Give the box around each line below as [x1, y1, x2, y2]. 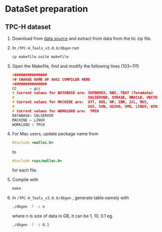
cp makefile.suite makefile [12, 54, 69, 59]
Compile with [12, 177, 39, 182]
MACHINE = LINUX [12, 117, 45, 122]
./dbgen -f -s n [12, 204, 45, 209]
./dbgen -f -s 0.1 [12, 222, 49, 227]
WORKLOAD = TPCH [12, 122, 45, 127]
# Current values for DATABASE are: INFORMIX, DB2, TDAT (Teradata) [12, 91, 153, 96]
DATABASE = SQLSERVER [12, 113, 54, 118]
